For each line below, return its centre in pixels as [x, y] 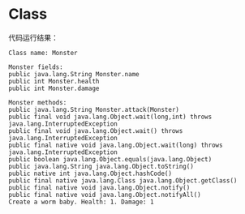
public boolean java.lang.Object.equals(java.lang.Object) [110, 159]
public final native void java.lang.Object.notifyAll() [105, 195]
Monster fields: [36, 67]
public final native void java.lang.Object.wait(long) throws [116, 145]
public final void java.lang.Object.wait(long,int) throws [110, 117]
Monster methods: [38, 102]
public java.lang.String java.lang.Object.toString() [101, 166]
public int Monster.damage [54, 88]
